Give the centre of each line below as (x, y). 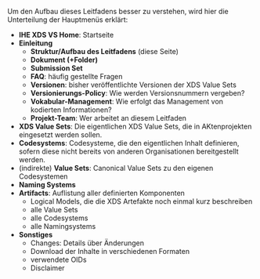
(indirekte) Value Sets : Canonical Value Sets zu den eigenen (116, 168)
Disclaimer (47, 268)
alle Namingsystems (63, 226)
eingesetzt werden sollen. (60, 135)
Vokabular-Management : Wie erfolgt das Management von (127, 101)
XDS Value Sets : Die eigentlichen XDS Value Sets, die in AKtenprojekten (135, 126)
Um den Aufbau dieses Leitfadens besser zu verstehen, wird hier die (118, 11)
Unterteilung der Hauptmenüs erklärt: (68, 20)
